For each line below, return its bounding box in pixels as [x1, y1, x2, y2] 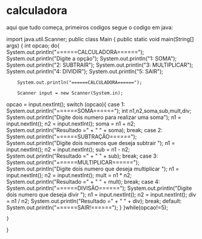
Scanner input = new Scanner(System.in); [17, 90, 123, 96]
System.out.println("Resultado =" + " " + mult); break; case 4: [6, 178, 160, 185]
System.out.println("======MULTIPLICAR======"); [6, 158, 140, 166]
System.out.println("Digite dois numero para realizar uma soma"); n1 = [6, 113, 182, 121]
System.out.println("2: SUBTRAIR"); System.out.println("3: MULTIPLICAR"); [6, 61, 194, 69]
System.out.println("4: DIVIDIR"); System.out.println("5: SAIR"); [6, 67, 164, 75]
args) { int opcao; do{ [6, 42, 60, 49]
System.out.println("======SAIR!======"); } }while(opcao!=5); [6, 204, 169, 211]
